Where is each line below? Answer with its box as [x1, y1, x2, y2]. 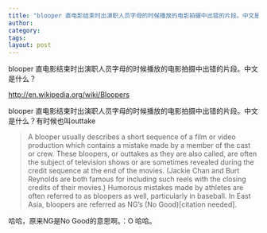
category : [8, 26, 41, 34]
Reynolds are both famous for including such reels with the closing [27, 174, 246, 184]
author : [8, 19, 34, 27]
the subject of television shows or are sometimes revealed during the [27, 157, 254, 167]
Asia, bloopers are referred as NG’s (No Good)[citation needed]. [27, 200, 237, 209]
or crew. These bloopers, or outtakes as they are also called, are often [27, 149, 257, 159]
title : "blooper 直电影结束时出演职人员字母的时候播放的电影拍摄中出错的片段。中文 [8, 11, 255, 20]
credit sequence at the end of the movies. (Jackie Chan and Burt [27, 166, 240, 176]
